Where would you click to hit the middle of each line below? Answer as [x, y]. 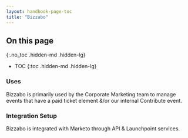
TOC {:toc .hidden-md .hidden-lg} [56, 66]
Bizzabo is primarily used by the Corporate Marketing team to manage [91, 94]
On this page [30, 41]
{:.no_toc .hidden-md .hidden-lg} [46, 55]
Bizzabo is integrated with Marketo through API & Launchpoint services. [93, 128]
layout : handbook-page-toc [39, 11]
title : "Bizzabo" [27, 17]
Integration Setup [32, 116]
